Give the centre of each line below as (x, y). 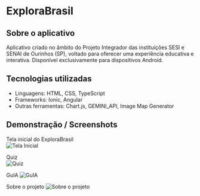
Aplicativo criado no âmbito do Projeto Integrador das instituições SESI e (96, 47)
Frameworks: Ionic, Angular (49, 99)
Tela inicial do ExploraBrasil (40, 139)
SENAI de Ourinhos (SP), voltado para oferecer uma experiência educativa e (100, 54)
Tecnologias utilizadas (49, 79)
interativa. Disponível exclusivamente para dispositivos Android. (85, 60)
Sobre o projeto (25, 186)
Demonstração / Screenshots (62, 125)
